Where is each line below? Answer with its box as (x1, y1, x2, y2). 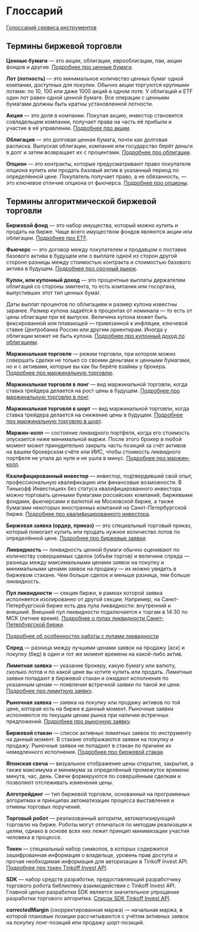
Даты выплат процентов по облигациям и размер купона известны (6, 300, 177, 307)
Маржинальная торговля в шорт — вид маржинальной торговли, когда (6, 405, 189, 412)
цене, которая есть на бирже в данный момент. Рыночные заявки (6, 705, 174, 712)
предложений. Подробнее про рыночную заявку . (6, 717, 132, 725)
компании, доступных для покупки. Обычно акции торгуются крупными (6, 81, 189, 88)
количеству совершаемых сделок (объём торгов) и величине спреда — (6, 552, 190, 560)
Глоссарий (6, 4, 64, 18)
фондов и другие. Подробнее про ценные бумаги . (6, 63, 134, 70)
